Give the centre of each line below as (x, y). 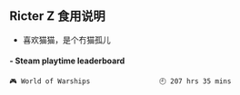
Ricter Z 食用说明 (58, 16)
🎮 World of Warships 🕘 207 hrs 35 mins (120, 81)
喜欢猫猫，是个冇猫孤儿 (66, 40)
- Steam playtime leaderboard (67, 61)
